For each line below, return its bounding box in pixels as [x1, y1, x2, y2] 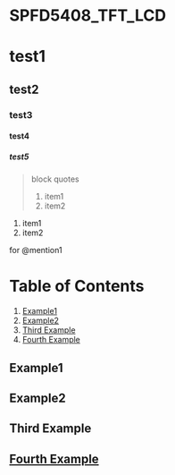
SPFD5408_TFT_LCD [9, 5, 167, 26]
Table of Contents [9, 276, 145, 296]
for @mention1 [9, 245, 62, 256]
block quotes [30, 174, 80, 184]
